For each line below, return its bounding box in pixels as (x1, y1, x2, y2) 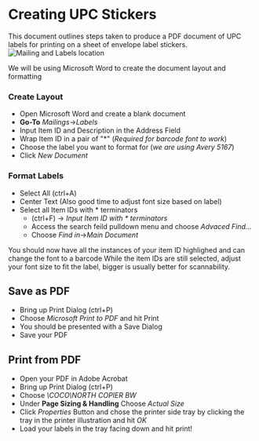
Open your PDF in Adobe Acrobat (19, 374, 128, 384)
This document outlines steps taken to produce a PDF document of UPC (8, 31, 242, 41)
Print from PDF (8, 353, 82, 366)
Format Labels (8, 170, 64, 181)
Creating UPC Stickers (8, 5, 157, 24)
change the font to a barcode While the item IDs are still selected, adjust (8, 253, 241, 263)
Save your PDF (19, 330, 68, 340)
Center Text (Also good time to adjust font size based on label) (19, 196, 222, 206)
